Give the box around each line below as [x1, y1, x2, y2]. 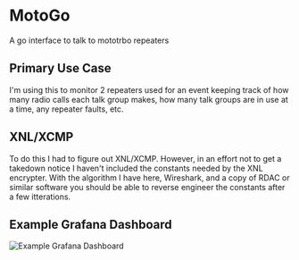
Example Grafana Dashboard [9, 216, 172, 232]
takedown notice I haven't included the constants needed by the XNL [9, 163, 263, 173]
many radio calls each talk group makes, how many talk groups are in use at [9, 94, 288, 105]
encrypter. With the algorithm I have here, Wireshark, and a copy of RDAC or [9, 172, 290, 183]
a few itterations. [9, 191, 71, 202]
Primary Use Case [9, 61, 112, 76]
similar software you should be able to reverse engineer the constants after [9, 181, 286, 192]
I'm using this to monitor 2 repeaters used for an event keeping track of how [9, 84, 289, 95]
